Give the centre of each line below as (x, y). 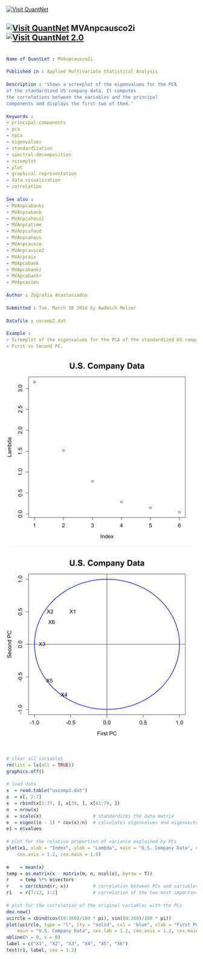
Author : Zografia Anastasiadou (47, 295)
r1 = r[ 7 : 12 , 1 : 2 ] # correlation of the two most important (102, 893)
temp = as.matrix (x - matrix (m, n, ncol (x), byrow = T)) (79, 874)
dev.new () (19, 912)
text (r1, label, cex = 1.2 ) (42, 951)
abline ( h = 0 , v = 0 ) (34, 938)
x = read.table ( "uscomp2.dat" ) (47, 791)
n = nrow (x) (23, 809)
